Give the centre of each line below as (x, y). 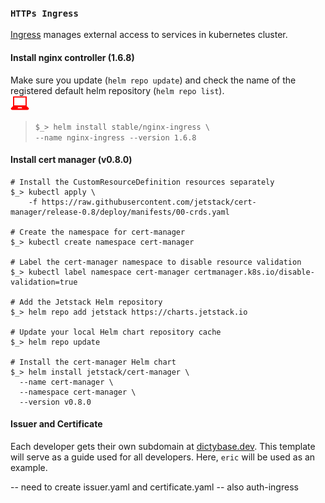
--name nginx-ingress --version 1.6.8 (115, 137)
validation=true (44, 282)
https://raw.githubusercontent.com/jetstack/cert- (149, 202)
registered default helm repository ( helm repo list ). (117, 90)
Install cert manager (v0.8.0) (71, 160)
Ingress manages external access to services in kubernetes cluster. (149, 35)
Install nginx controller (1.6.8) (72, 57)
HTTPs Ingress (44, 13)
